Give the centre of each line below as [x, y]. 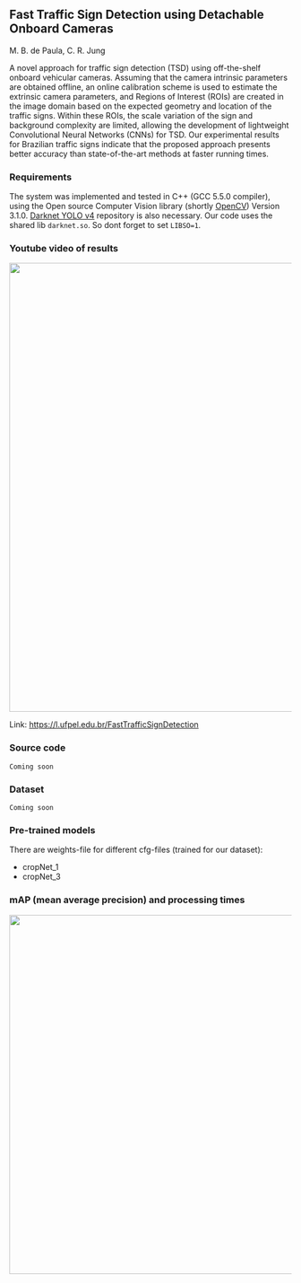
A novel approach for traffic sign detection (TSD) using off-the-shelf [135, 67]
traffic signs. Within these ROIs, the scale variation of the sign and [131, 115]
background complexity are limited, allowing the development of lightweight [149, 125]
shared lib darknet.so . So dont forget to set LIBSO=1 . [105, 225]
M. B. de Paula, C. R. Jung [57, 50]
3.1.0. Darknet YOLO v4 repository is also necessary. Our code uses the [141, 215]
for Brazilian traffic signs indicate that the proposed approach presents [140, 144]
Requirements [41, 177]
